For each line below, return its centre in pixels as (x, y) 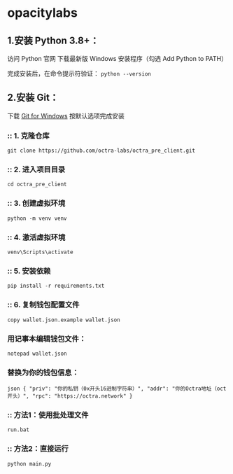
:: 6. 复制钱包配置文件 (43, 305)
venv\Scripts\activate (40, 252)
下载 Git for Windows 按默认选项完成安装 (66, 116)
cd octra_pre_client (37, 184)
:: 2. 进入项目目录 (36, 169)
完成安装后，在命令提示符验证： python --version (79, 74)
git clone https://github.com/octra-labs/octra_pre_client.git (101, 151)
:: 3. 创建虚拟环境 (36, 203)
